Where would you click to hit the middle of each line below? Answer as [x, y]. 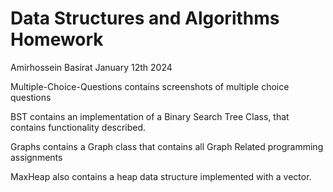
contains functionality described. [78, 127]
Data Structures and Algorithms [145, 18]
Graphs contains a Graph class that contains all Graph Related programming [167, 146]
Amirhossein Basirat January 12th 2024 [91, 67]
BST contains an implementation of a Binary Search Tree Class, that [150, 116]
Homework [57, 39]
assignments [36, 157]
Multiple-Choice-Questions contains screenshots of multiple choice [150, 86]
